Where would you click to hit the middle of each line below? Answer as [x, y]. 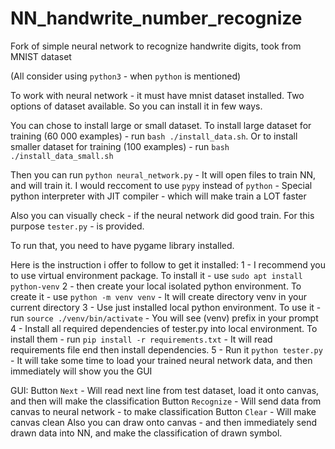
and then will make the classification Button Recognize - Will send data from [166, 401]
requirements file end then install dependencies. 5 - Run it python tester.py [166, 349]
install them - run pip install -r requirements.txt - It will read [141, 339]
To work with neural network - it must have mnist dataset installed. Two [157, 95]
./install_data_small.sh [62, 156]
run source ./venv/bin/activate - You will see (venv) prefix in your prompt [164, 318]
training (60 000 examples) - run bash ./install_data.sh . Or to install [154, 136]
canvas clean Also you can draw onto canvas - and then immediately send [163, 422]
